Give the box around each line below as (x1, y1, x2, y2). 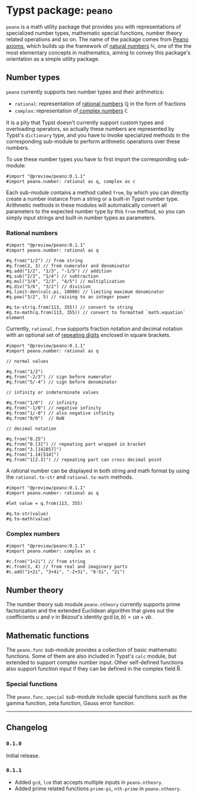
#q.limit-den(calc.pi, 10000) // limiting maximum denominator (6, 289, 165, 295)
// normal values (6, 359, 49, 365)
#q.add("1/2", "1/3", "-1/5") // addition (6, 268, 112, 274)
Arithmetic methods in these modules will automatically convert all (6, 201, 167, 208)
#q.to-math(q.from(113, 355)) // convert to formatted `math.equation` (6, 310, 186, 316)
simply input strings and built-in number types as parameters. (6, 214, 156, 221)
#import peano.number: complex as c (6, 548, 96, 554)
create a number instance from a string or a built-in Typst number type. (6, 195, 179, 202)
